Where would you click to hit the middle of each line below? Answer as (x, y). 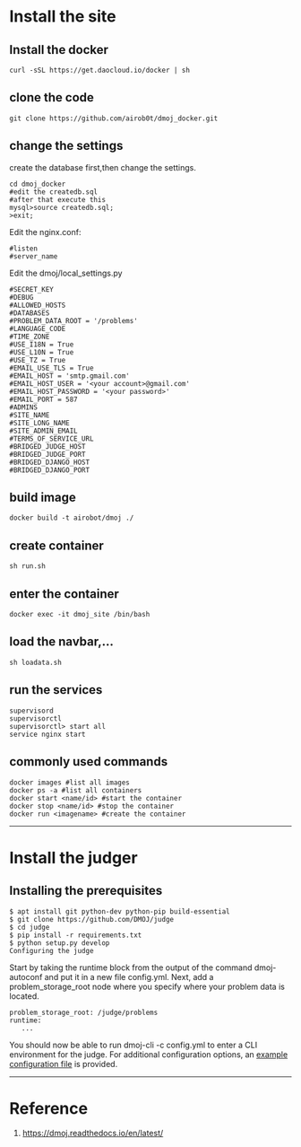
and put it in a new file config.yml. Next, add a (129, 976)
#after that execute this (57, 199)
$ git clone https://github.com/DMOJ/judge (92, 919)
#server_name (34, 256)
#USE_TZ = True (38, 360)
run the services (56, 690)
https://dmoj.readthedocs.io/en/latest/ (93, 1134)
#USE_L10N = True (42, 352)
